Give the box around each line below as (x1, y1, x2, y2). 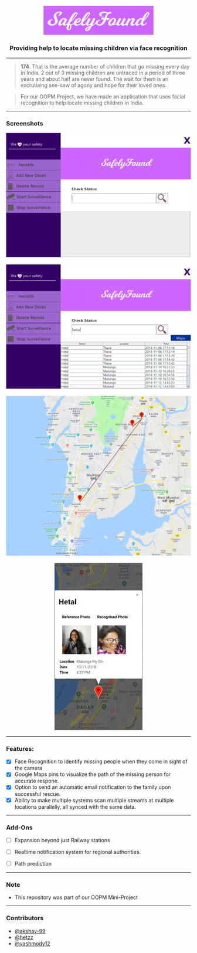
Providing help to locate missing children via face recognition (9, 44, 188, 52)
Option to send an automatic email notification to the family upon (14, 784, 171, 791)
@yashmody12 (14, 940, 51, 947)
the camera (14, 765, 43, 772)
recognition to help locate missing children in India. (20, 99, 144, 106)
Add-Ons (6, 823, 33, 832)
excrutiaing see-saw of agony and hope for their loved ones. (20, 81, 167, 89)
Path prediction (14, 860, 52, 867)
